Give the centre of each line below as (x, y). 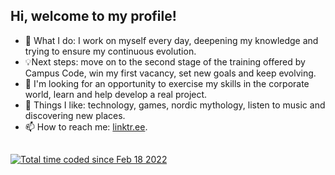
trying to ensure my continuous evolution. (110, 51)
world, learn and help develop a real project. (116, 94)
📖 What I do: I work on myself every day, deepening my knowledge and (171, 40)
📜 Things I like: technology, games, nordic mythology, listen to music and (175, 105)
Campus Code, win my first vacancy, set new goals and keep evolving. (170, 73)
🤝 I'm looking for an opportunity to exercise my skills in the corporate (167, 83)
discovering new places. (75, 115)
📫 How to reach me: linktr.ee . (86, 126)
